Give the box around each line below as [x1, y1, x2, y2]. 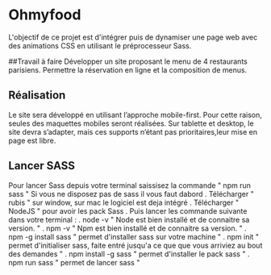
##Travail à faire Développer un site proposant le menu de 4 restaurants [8, 56, 248, 66]
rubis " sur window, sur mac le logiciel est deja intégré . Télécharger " [8, 198, 240, 207]
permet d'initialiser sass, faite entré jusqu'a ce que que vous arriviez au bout [8, 240, 263, 250]
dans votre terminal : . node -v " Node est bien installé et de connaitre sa [8, 215, 250, 224]
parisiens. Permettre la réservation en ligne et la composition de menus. [8, 65, 248, 74]
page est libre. [8, 135, 56, 145]
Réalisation [8, 89, 66, 102]
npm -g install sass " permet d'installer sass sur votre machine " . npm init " [8, 231, 260, 241]
